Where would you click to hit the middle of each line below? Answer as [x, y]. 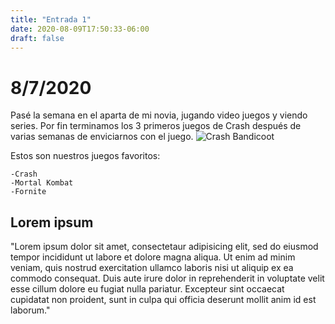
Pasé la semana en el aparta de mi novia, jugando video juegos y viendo [159, 115]
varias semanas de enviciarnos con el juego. [102, 137]
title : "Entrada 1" [51, 19]
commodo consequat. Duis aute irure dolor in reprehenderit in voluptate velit [167, 278]
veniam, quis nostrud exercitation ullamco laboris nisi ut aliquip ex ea [152, 268]
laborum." [30, 310]
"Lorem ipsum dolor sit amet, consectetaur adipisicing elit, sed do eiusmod [164, 247]
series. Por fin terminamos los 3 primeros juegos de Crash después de [156, 126]
